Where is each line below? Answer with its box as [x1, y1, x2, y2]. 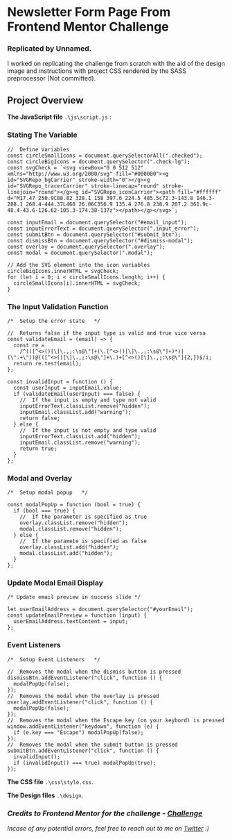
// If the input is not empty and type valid [19, 426, 157, 434]
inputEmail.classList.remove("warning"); [19, 439, 141, 446]
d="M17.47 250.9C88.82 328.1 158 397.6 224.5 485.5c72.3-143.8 [7, 194, 194, 201]
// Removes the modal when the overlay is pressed [7, 692, 159, 699]
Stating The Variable [7, 130, 78, 140]
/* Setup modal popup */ [7, 489, 89, 497]
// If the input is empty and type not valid [19, 397, 157, 404]
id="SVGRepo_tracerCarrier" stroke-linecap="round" [7, 182, 159, 190]
